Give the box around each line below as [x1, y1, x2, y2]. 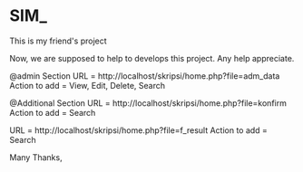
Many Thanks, [9, 151, 63, 163]
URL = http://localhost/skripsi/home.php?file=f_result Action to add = [9, 124, 268, 136]
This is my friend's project [9, 35, 107, 46]
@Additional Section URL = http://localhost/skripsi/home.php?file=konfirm [9, 97, 288, 109]
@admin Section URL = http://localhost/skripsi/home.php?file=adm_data [9, 70, 280, 81]
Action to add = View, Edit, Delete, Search [9, 80, 166, 91]
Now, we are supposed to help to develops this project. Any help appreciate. [9, 53, 295, 63]
